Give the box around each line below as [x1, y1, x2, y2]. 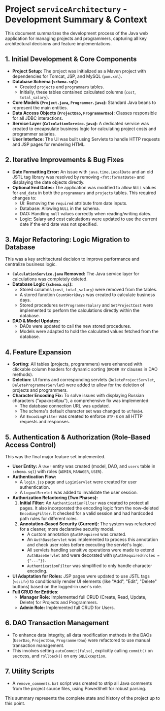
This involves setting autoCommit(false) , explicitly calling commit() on [12, 647, 153, 653]
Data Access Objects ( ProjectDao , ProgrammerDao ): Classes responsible [12, 110, 157, 116]
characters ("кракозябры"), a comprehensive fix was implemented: [12, 398, 150, 404]
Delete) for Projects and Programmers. [19, 600, 99, 605]
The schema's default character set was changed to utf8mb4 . [19, 408, 144, 414]
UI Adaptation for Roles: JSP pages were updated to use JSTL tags [12, 573, 150, 579]
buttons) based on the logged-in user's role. [12, 584, 102, 589]
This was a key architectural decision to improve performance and [5, 256, 139, 262]
